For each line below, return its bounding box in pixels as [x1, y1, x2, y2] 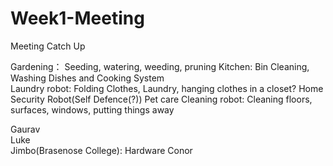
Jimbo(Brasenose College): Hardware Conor [10, 144, 193, 156]
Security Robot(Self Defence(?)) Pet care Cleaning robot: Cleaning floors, [10, 93, 313, 105]
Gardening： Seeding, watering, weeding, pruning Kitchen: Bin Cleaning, [10, 60, 310, 72]
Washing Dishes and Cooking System [10, 72, 165, 84]
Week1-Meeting [10, 7, 145, 30]
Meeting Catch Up [10, 40, 86, 52]
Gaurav [10, 123, 41, 135]
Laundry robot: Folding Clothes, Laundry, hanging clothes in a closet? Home [10, 82, 324, 94]
